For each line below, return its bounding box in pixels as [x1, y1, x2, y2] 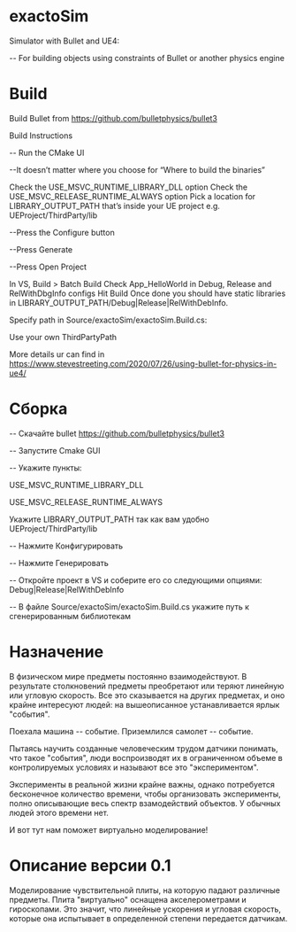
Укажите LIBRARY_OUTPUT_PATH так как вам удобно [9, 514, 209, 524]
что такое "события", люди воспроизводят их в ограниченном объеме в [9, 752, 283, 763]
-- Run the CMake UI [9, 147, 85, 158]
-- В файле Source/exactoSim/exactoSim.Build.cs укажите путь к [9, 601, 250, 612]
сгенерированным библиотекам [9, 610, 131, 621]
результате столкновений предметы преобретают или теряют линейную [9, 680, 285, 691]
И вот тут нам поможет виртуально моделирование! [9, 824, 209, 835]
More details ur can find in [9, 348, 105, 360]
